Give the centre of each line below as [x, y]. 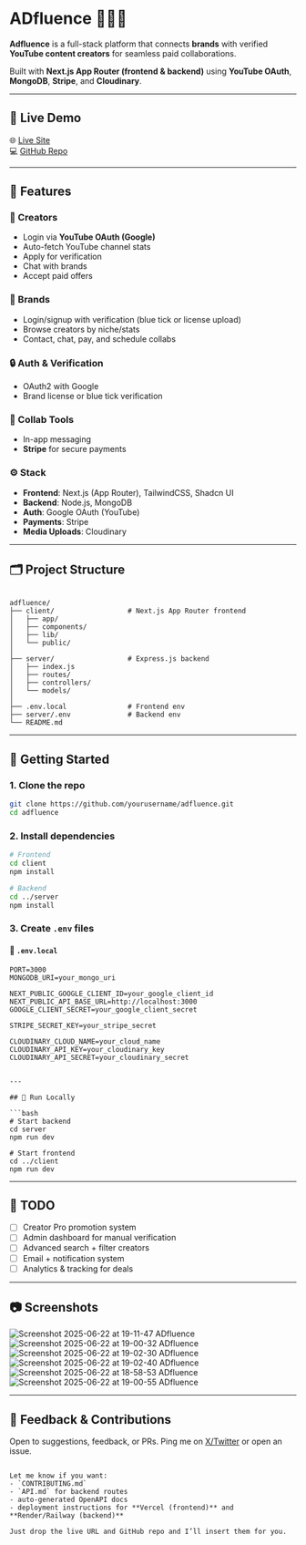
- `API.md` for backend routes [69, 1492]
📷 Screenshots [54, 1308]
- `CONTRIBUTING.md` [49, 1484]
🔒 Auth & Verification [56, 363]
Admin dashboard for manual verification [99, 1238]
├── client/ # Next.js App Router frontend [128, 611]
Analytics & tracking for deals [78, 1268]
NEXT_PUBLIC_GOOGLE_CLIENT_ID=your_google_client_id [112, 994]
